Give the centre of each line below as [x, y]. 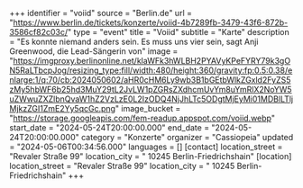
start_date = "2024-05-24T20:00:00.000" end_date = [110, 128]
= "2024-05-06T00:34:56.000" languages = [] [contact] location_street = [146, 147]
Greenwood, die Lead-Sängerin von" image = [94, 51]
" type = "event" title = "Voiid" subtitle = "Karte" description [179, 32]
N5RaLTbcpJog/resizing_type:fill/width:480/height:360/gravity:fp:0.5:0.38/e [151, 70]
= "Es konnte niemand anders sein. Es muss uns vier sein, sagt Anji [134, 41]
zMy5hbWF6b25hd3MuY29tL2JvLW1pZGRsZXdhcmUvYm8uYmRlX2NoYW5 [151, 90]
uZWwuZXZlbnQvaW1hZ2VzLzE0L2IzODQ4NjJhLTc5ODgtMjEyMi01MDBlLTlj [151, 99]
